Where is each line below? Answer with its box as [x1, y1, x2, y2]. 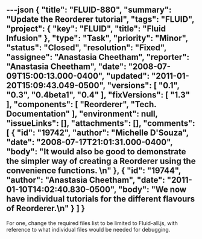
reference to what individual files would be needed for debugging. [6, 226, 171, 233]
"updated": [106, 71, 150, 81]
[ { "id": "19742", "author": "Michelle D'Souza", [6, 128, 189, 138]
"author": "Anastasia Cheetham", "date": [6, 175, 166, 185]
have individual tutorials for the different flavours [6, 194, 195, 205]
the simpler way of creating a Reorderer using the [6, 156, 196, 166]
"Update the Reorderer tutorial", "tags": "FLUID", [6, 15, 195, 25]
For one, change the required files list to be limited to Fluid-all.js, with [6, 219, 178, 226]
